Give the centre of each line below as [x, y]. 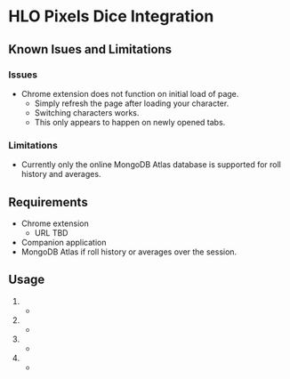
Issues [23, 75]
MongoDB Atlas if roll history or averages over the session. [129, 252]
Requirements [48, 202]
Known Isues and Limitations [90, 49]
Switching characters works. [87, 112]
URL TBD [51, 232]
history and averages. [61, 174]
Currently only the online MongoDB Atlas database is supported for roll [151, 165]
